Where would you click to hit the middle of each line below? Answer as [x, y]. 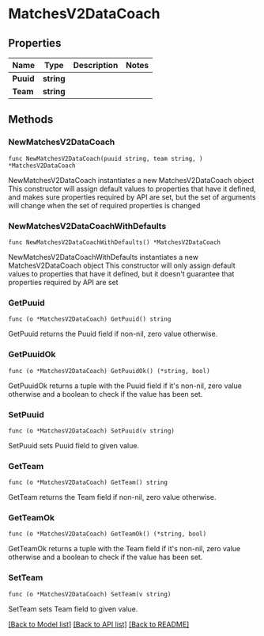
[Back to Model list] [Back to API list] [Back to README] [99, 624]
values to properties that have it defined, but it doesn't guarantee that [121, 273]
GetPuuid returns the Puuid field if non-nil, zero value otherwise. [113, 334]
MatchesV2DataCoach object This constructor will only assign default [122, 265]
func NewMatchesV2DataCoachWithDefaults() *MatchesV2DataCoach [115, 242]
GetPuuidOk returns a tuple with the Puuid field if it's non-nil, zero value [125, 386]
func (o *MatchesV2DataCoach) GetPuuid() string [90, 319]
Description [96, 65]
